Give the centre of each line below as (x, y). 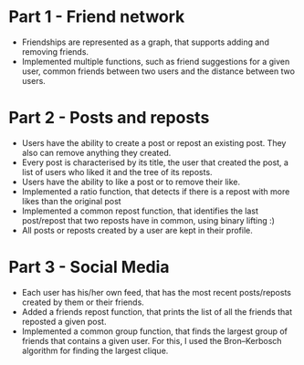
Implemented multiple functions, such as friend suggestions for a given (156, 61)
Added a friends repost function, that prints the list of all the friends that (157, 311)
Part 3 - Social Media (89, 267)
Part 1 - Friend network (97, 17)
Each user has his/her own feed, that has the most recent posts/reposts (156, 292)
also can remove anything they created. (96, 152)
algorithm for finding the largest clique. (95, 350)
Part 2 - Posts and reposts (109, 118)
